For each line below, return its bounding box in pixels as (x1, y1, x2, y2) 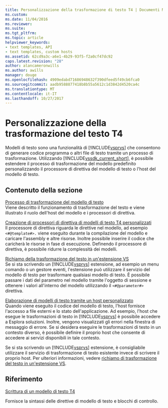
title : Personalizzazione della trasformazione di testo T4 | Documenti (5, 7, 160, 13)
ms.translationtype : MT (5, 86, 55, 92)
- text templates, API (5, 45, 52, 50)
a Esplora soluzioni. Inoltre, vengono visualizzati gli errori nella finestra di (5, 319, 155, 325)
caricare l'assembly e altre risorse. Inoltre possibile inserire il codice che (5, 236, 154, 241)
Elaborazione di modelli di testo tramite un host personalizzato (5, 298, 133, 303)
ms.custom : (5, 12, 28, 17)
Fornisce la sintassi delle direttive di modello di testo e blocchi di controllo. (5, 398, 158, 404)
